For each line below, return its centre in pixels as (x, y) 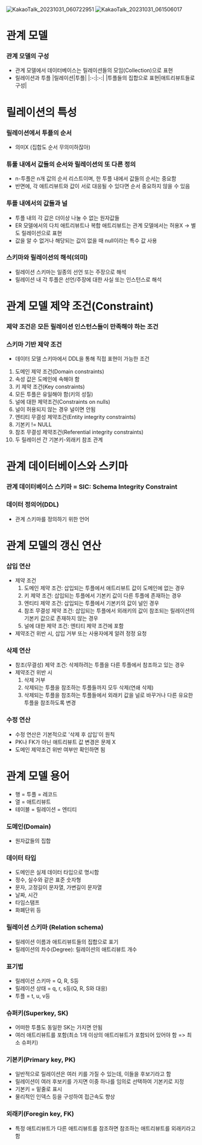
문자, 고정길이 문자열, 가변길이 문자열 (58, 888)
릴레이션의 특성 (42, 112)
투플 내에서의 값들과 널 (37, 203)
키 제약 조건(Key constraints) (50, 387)
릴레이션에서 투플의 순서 (39, 133)
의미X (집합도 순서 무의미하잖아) (52, 147)
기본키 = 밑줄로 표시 (38, 1089)
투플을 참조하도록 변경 (50, 703)
